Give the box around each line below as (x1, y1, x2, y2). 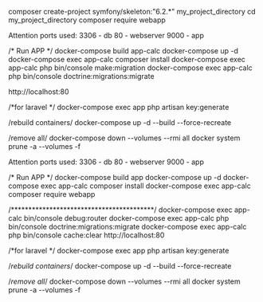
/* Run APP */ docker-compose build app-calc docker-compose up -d (8, 46, 239, 55)
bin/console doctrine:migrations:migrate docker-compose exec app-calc (8, 222, 247, 231)
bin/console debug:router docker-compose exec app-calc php (23, 214, 230, 222)
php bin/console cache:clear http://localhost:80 (8, 230, 165, 240)
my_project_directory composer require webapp (8, 15, 166, 25)
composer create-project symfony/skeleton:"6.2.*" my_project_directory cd (8, 7, 257, 16)
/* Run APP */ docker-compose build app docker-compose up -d (8, 173, 222, 182)
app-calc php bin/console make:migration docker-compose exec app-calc (8, 63, 253, 73)
